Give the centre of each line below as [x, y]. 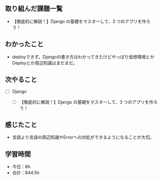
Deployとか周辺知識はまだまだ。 [45, 63]
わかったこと [24, 44]
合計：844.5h [26, 173]
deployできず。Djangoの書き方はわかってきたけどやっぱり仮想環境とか [83, 57]
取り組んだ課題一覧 [34, 9]
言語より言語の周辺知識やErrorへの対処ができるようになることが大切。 [83, 137]
